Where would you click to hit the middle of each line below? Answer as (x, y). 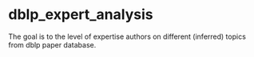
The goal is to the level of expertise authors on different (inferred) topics (127, 36)
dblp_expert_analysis (81, 15)
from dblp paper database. (52, 44)
